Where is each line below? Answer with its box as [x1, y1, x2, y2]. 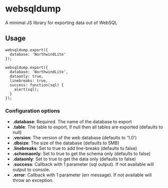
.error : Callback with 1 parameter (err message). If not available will [12, 172, 152, 178]
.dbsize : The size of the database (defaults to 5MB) [12, 140, 119, 146]
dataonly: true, [10, 74, 44, 79]
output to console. [12, 166, 51, 173]
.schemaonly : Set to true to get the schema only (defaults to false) [12, 151, 151, 157]
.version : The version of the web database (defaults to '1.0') [12, 135, 137, 141]
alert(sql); [14, 87, 39, 92]
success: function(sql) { [10, 82, 64, 88]
